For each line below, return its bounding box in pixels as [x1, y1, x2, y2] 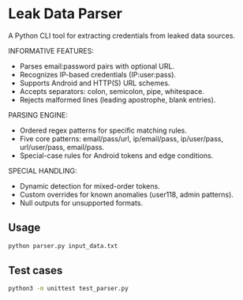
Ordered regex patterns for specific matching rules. [19, 126, 187, 135]
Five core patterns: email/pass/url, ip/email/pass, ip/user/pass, [19, 133, 223, 143]
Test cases [8, 264, 63, 277]
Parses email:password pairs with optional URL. [19, 61, 175, 71]
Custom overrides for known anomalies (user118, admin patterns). [19, 189, 234, 199]
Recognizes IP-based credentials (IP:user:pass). [19, 69, 176, 79]
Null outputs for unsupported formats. [19, 198, 144, 208]
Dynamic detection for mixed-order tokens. [19, 181, 160, 190]
